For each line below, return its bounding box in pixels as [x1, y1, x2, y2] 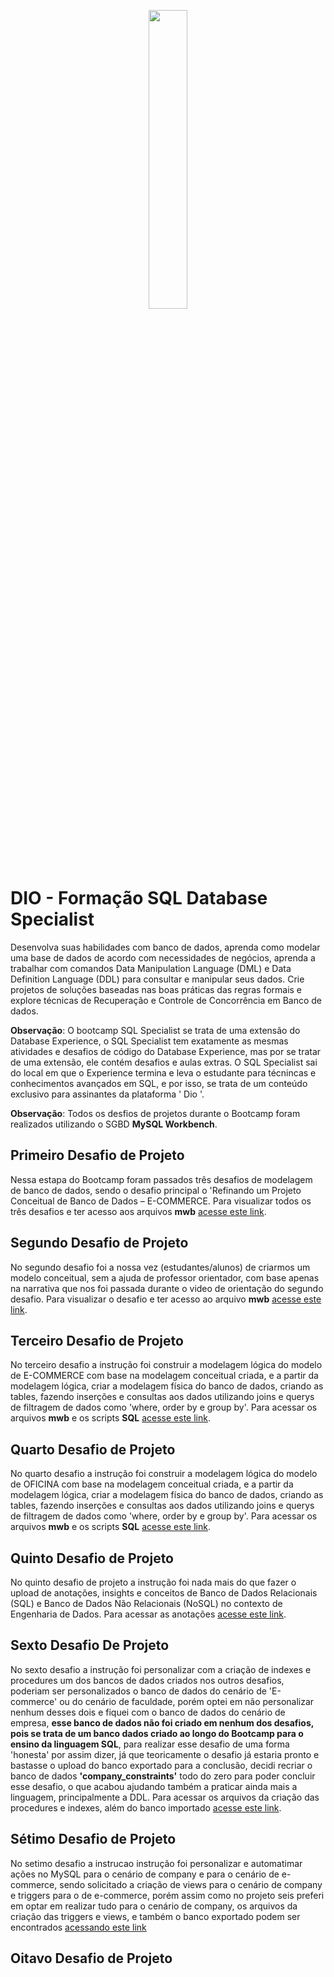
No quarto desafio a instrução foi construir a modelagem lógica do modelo [10, 1468, 318, 1480]
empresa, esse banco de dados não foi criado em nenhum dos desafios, [10, 1716, 314, 1729]
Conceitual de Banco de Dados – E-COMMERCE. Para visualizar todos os [10, 1195, 312, 1207]
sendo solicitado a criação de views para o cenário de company [59, 1878, 323, 1890]
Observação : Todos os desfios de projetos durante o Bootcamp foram [10, 1107, 301, 1119]
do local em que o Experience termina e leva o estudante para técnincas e [10, 1066, 317, 1079]
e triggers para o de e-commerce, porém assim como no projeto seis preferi [10, 1889, 325, 1901]
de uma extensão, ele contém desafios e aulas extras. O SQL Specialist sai [10, 1056, 318, 1068]
